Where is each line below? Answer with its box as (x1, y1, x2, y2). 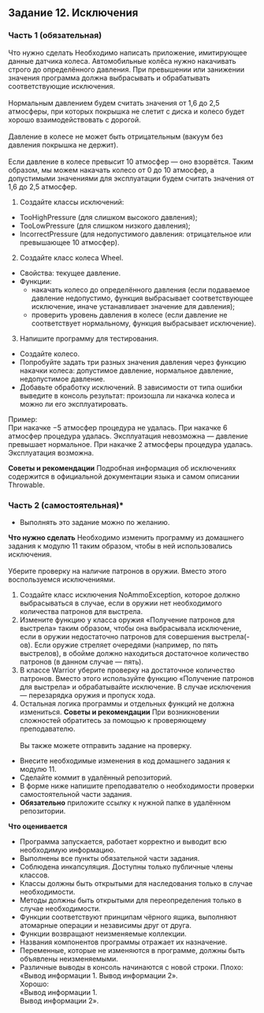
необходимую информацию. (19, 845, 116, 855)
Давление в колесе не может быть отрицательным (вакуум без (8, 132, 223, 141)
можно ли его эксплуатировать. (19, 399, 128, 408)
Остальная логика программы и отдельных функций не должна (19, 698, 235, 708)
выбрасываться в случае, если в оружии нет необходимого (19, 598, 222, 608)
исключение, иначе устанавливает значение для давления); (31, 301, 235, 311)
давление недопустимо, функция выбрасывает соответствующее (31, 293, 254, 303)
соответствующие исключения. (8, 81, 116, 91)
